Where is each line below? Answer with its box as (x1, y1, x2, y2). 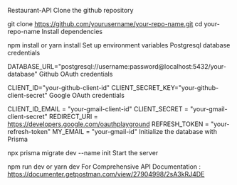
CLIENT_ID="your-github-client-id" (7, 84, 110, 91)
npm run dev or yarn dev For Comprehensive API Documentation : (7, 162, 201, 171)
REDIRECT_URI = (48, 113, 98, 120)
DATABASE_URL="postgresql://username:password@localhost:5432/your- (7, 62, 226, 70)
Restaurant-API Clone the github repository (7, 6, 134, 14)
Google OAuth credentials (48, 91, 125, 99)
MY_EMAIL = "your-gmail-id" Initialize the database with (52, 128, 217, 135)
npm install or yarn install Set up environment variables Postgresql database (7, 41, 231, 49)
